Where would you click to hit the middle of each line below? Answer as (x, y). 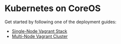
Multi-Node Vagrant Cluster (40, 36)
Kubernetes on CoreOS (53, 8)
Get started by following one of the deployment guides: (60, 22)
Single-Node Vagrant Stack (39, 31)
